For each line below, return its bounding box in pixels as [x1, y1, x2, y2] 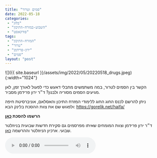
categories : [5, 16, 29, 21]
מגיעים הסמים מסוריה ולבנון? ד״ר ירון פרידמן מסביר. [5, 89, 100, 95]
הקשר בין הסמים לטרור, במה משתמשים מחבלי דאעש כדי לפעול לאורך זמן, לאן [5, 84, 147, 90]
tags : [5, 34, 16, 39]
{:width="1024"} [5, 75, 38, 81]
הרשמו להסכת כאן [5, 113, 40, 119]
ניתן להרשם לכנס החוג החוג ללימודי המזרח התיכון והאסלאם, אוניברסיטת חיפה [5, 99, 146, 104]
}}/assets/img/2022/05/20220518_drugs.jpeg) [40, 70, 132, 75]
